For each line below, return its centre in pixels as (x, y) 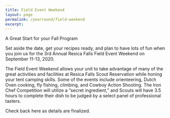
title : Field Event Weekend (35, 10)
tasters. (13, 101)
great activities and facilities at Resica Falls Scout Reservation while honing (84, 74)
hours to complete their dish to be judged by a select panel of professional (83, 96)
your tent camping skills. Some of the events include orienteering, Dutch (81, 80)
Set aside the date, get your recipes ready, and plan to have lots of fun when (85, 48)
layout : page (19, 15)
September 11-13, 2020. (30, 59)
